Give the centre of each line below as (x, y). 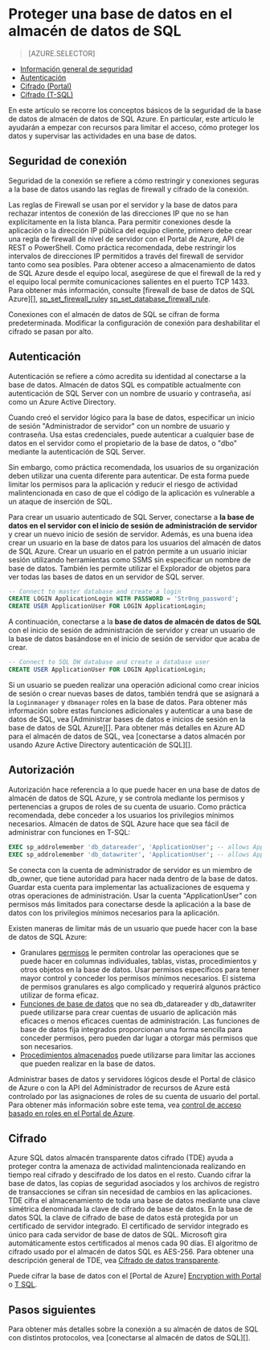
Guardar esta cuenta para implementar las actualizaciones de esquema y (129, 887)
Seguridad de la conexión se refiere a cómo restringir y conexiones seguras (134, 180)
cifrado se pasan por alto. (51, 331)
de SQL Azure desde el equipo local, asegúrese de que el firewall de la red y (135, 273)
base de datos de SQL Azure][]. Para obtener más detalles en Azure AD (127, 727)
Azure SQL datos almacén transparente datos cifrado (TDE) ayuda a (121, 1158)
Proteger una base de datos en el (121, 14)
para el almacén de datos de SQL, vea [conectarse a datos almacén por (127, 736)
